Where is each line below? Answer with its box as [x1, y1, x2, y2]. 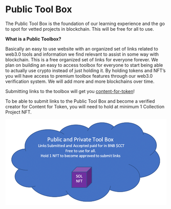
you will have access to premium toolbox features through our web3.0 [5, 73, 153, 79]
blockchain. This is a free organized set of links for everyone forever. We [5, 56, 159, 62]
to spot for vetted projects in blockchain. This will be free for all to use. [5, 26, 155, 32]
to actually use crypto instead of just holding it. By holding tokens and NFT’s [5, 67, 166, 74]
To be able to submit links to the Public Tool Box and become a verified [5, 98, 155, 104]
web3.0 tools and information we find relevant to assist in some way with [5, 51, 159, 57]
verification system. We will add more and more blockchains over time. [5, 78, 155, 84]
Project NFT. [5, 109, 32, 115]
